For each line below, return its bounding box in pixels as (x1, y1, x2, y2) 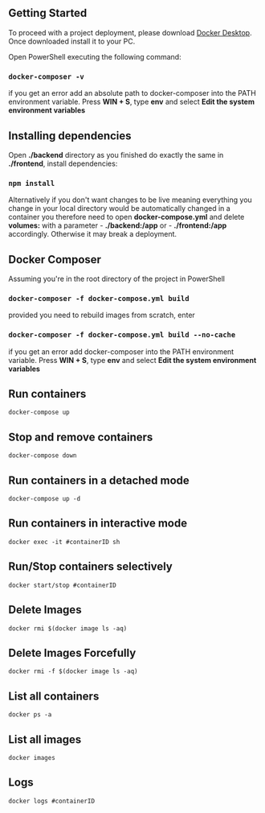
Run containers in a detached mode (8, 473, 190, 487)
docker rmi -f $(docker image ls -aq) (8, 667, 138, 675)
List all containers (8, 689, 100, 703)
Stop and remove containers (8, 430, 153, 444)
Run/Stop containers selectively (8, 559, 173, 574)
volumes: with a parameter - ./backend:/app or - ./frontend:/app (8, 221, 227, 230)
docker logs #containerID (8, 797, 95, 805)
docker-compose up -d (8, 495, 81, 503)
